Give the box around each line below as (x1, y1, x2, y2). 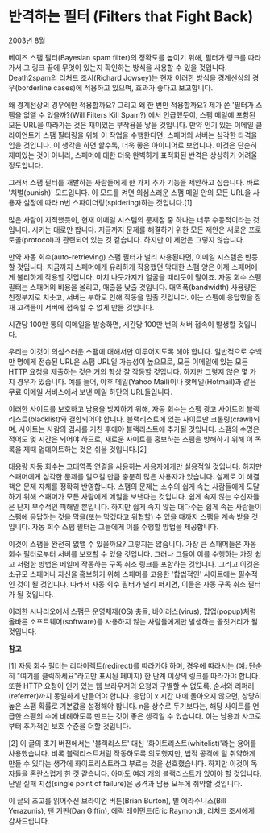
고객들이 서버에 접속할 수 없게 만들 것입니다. (16, 302, 155, 312)
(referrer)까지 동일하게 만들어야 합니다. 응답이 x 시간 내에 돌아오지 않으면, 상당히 (8, 690, 262, 701)
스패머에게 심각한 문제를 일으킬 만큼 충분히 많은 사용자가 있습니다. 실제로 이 (8, 471, 245, 481)
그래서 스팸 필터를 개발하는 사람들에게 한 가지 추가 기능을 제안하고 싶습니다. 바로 (8, 177, 260, 187)
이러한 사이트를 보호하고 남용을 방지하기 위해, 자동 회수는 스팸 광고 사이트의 (8, 404, 245, 413)
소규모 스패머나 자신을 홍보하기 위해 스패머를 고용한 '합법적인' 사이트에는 (8, 569, 237, 578)
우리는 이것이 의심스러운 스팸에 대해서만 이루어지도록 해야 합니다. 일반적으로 (8, 346, 247, 356)
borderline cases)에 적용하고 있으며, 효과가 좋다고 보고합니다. (17, 82, 214, 93)
